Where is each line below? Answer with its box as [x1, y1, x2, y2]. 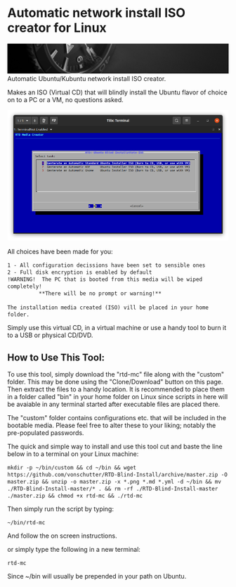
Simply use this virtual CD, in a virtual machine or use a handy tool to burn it [7, 324, 227, 332]
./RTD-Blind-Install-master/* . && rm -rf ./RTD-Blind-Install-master [7, 486, 218, 493]
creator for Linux [7, 20, 107, 36]
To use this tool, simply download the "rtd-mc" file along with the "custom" [7, 370, 225, 379]
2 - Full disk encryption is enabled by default [7, 269, 152, 276]
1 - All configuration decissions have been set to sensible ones [7, 262, 206, 269]
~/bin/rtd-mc [7, 519, 46, 526]
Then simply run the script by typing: [7, 505, 114, 513]
